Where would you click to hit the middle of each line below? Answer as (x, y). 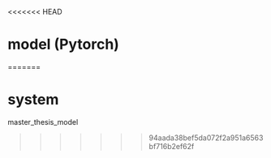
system (33, 100)
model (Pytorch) (63, 45)
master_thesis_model (43, 122)
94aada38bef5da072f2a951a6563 (206, 138)
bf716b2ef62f (172, 146)
